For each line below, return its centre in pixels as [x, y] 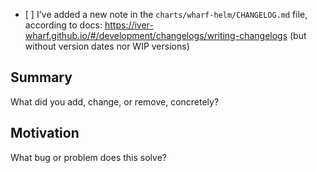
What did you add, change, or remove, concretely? [115, 101]
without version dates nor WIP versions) [107, 46]
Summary [41, 77]
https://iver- [129, 25]
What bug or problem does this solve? [88, 157]
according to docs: [63, 25]
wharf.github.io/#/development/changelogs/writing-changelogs [156, 35]
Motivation [45, 133]
